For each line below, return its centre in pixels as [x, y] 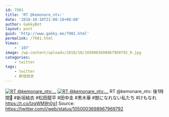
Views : [12, 43]
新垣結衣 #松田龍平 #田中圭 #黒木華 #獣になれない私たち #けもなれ [87, 98]
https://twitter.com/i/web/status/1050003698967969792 [65, 109]
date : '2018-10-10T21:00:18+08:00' [43, 19]
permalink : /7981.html [29, 39]
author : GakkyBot [24, 24]
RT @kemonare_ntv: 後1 [134, 91]
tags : [11, 67]
